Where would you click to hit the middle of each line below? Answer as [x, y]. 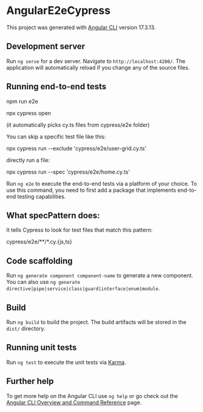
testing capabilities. [42, 196]
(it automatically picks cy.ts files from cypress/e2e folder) [78, 124]
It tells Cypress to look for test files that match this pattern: [79, 230]
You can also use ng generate [43, 282]
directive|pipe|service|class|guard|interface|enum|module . [83, 288]
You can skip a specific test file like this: [56, 137]
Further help [30, 381]
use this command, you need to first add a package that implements [91, 190]
